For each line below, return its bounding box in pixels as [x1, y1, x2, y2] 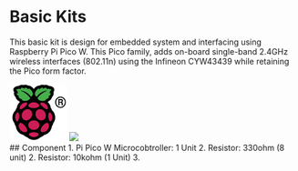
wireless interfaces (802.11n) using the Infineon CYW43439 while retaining [9, 55, 290, 66]
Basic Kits [9, 6, 87, 27]
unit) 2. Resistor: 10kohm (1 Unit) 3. [9, 152, 140, 163]
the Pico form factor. [9, 65, 87, 76]
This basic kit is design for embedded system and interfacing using [9, 36, 262, 47]
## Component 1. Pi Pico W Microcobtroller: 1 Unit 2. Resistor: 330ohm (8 [9, 142, 285, 153]
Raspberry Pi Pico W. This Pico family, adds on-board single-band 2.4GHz [9, 45, 289, 56]
